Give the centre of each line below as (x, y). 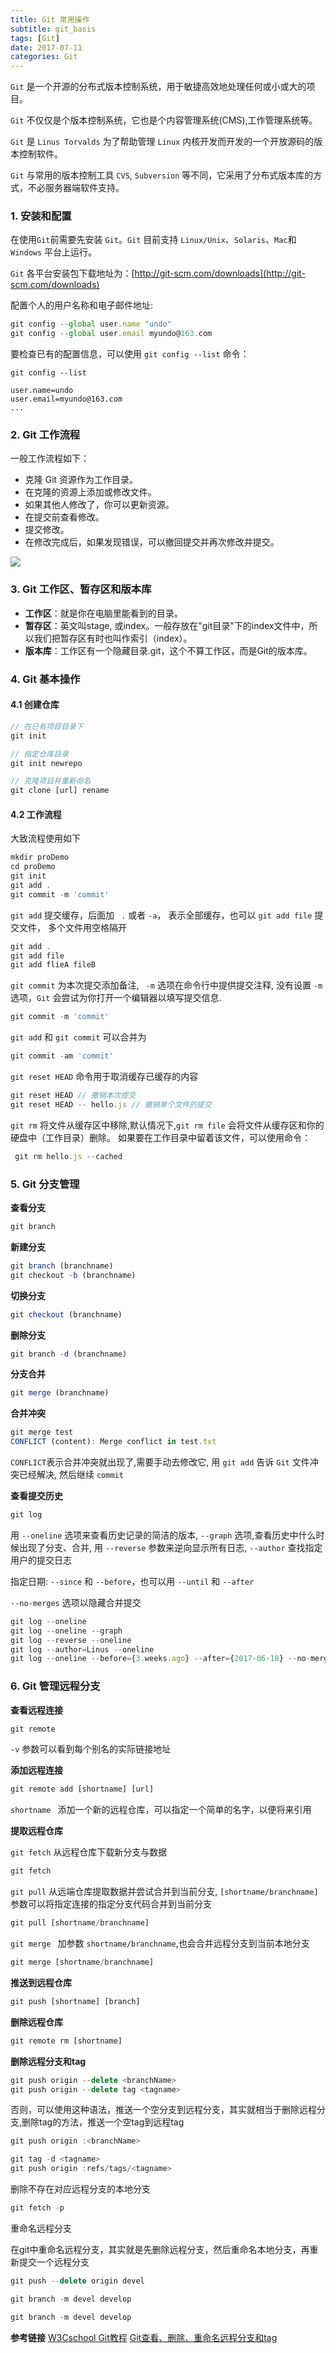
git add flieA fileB (53, 965)
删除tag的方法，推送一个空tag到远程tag (103, 2122)
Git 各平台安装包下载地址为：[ (72, 273)
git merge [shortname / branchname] (82, 1962)
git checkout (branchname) (66, 1314)
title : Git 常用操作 (50, 19)
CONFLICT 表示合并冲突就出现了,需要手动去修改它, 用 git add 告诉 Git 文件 (160, 1462)
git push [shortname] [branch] (75, 2001)
